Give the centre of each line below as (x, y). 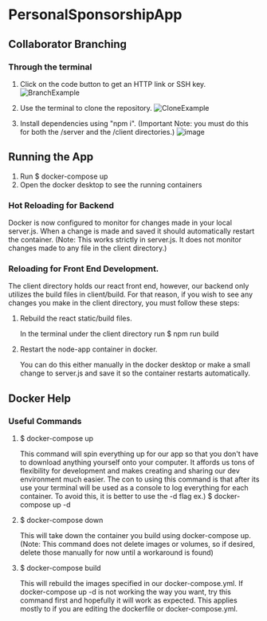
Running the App (51, 157)
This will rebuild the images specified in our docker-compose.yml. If (131, 583)
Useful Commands (45, 421)
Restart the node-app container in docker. (88, 349)
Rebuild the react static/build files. (76, 318)
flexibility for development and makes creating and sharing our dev (130, 470)
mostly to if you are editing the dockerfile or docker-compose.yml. (129, 608)
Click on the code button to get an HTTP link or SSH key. (113, 84)
